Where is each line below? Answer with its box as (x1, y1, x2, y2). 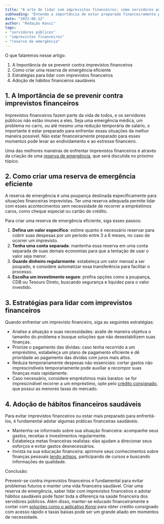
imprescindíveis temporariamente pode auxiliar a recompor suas (12, 365, 142, 371)
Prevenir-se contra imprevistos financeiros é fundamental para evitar (5, 478, 143, 483)
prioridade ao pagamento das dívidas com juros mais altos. (12, 355, 131, 361)
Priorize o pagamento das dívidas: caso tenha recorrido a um (12, 344, 135, 350)
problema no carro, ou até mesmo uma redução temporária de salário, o (5, 123, 150, 129)
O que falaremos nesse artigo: (5, 52, 66, 58)
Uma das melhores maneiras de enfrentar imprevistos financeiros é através (5, 148, 157, 153)
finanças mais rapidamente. (12, 370, 68, 376)
